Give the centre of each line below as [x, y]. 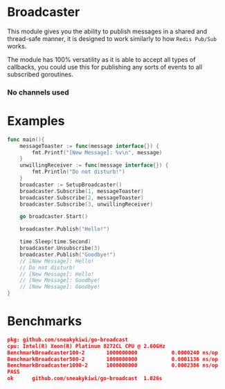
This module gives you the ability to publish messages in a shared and [107, 31]
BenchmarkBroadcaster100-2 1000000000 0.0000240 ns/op [112, 353]
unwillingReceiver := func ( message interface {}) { [94, 165]
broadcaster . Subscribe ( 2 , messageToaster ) [82, 198]
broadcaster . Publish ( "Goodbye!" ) [68, 254]
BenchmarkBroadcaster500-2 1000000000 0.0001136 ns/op [112, 359]
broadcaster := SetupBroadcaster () [71, 185]
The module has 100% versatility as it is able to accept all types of [101, 59]
